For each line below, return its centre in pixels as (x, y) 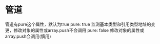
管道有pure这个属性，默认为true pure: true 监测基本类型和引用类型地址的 (78, 24)
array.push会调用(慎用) (28, 36)
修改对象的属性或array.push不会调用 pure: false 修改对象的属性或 (79, 30)
